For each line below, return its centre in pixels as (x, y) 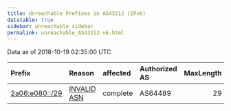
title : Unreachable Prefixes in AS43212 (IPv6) (77, 13)
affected (117, 73)
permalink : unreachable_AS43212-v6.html (66, 33)
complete (118, 93)
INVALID (82, 89)
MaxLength (203, 73)
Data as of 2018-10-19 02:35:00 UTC (59, 52)
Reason (81, 73)
